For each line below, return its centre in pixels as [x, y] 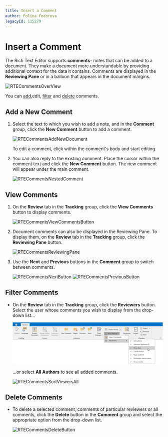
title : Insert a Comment [31, 11]
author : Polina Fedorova [31, 16]
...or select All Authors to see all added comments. [65, 372]
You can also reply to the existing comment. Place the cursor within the [85, 159]
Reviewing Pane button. [37, 242]
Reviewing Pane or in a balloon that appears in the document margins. [78, 77]
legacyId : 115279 [23, 21]
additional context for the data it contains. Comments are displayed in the [81, 71]
